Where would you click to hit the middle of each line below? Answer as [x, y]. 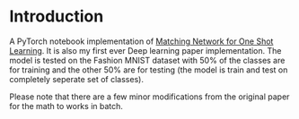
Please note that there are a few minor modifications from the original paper [149, 97]
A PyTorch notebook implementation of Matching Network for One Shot [141, 41]
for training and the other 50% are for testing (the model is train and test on [149, 70]
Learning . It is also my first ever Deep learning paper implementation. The [145, 50]
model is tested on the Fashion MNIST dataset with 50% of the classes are [147, 60]
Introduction [57, 17]
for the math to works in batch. [66, 106]
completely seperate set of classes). [76, 79]
